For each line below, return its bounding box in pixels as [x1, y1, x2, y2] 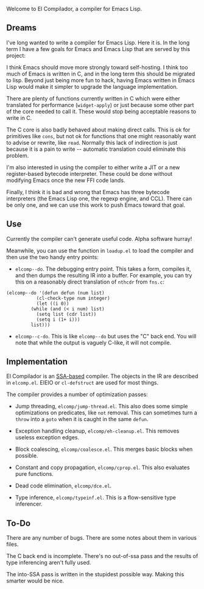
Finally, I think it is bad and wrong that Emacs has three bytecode [6, 188, 170, 195]
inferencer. [15, 500, 43, 507]
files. [6, 541, 19, 548]
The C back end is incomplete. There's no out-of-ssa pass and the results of [6, 552, 199, 560]
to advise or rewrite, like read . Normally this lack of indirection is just [6, 139, 178, 146]
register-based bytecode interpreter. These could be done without [6, 170, 173, 177]
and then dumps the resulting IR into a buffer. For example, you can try [15, 271, 192, 279]
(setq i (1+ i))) [36, 316, 80, 322]
